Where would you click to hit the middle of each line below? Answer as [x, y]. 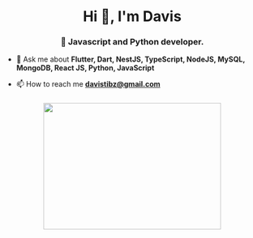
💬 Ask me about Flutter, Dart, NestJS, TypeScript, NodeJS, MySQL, [131, 59]
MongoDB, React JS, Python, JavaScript [85, 68]
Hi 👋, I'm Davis [132, 17]
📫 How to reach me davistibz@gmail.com [88, 84]
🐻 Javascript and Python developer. [132, 42]
